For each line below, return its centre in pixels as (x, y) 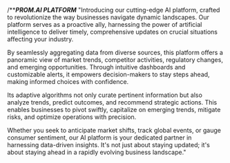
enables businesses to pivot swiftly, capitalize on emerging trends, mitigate (114, 110)
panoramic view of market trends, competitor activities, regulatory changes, (115, 60)
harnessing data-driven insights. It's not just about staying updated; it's (109, 145)
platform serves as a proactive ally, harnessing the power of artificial (105, 24)
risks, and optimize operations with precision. (72, 117)
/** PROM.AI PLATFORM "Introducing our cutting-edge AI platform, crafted (114, 10)
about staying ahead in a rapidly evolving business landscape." (97, 152)
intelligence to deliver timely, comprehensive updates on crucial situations (112, 32)
